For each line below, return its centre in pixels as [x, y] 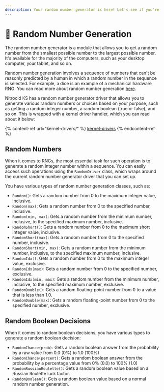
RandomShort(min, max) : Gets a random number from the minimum [79, 248]
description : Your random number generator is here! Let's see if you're [82, 10]
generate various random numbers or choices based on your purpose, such [82, 103]
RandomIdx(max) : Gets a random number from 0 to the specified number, [85, 269]
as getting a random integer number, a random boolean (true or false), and [80, 108]
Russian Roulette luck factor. [41, 374]
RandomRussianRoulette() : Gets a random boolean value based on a [80, 368]
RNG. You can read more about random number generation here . [71, 89]
